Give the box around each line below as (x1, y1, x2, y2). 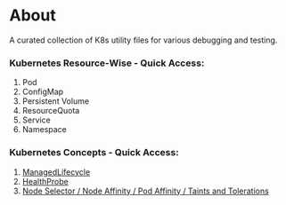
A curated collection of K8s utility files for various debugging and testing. (9, 35, 278, 45)
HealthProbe (21, 176, 69, 186)
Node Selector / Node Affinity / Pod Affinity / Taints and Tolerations (21, 185, 269, 196)
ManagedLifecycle (21, 166, 91, 177)
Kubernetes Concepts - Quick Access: (9, 146, 180, 159)
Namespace (21, 124, 67, 135)
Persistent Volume (21, 96, 90, 106)
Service (21, 114, 51, 125)
